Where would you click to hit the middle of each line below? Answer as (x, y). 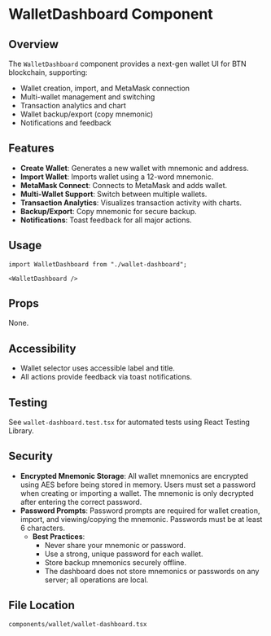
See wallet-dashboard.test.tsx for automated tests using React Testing (129, 422)
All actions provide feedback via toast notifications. (106, 377)
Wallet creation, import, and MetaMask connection (105, 88)
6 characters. (42, 528)
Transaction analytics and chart (73, 105)
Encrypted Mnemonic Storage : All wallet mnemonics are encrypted (134, 476)
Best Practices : (59, 536)
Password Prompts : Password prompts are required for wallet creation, (140, 511)
